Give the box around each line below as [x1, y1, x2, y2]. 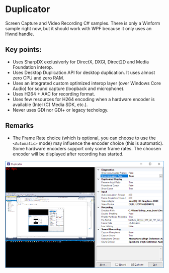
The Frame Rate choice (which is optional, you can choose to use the [12, 135, 156, 141]
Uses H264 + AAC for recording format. [12, 90, 96, 97]
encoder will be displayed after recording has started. [12, 151, 124, 157]
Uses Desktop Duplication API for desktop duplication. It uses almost [12, 69, 155, 75]
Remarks [5, 122, 34, 130]
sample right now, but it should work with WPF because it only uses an [5, 25, 152, 31]
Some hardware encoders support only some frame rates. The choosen [12, 145, 161, 151]
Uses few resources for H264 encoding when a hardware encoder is [12, 96, 155, 102]
